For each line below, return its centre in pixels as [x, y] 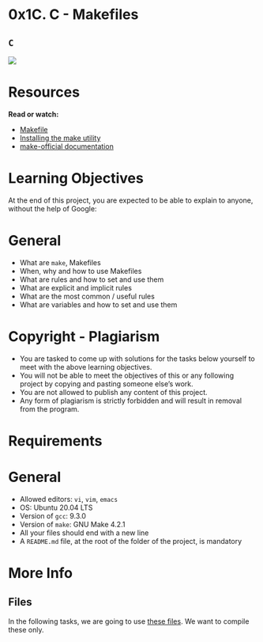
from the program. [49, 408]
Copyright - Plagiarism [84, 336]
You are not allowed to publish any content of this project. [113, 392]
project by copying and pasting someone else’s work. [106, 384]
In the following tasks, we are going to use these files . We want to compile [129, 621]
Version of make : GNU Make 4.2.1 [72, 524]
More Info [41, 574]
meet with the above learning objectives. [86, 367]
